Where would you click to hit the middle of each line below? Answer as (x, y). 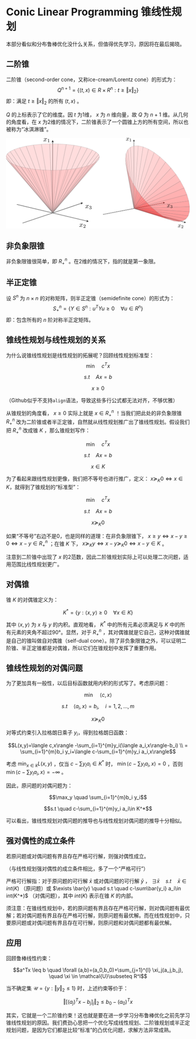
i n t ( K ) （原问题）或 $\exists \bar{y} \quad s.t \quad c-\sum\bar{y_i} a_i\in (94, 888)
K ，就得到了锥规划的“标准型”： (43, 487)
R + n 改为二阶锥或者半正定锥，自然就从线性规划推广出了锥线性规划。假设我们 (98, 422)
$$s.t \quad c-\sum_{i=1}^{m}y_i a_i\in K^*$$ (98, 808)
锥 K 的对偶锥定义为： (32, 599)
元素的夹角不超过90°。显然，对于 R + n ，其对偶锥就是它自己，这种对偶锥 (98, 632)
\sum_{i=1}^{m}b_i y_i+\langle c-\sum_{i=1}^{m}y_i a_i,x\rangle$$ (98, 751)
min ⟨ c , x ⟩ (98, 695)
